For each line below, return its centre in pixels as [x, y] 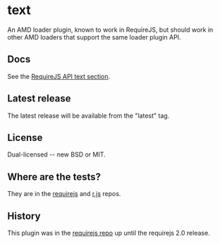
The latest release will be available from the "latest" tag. [88, 116]
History [24, 216]
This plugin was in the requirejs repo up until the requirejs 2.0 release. [109, 233]
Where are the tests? [54, 177]
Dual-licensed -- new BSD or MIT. [56, 154]
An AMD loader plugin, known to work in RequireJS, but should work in [110, 30]
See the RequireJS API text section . [59, 76]
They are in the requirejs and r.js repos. [64, 194]
